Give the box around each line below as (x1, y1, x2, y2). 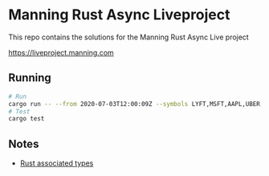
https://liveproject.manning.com (8, 47, 114, 57)
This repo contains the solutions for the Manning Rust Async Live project (8, 32, 249, 42)
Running (8, 71, 52, 85)
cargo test (8, 115, 45, 123)
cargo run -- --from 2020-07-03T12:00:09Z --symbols (8, 100, 189, 108)
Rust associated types (19, 158, 94, 168)
